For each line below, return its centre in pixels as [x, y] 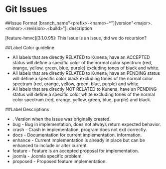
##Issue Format [21, 23]
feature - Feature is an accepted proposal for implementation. [76, 151]
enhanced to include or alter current [49, 145]
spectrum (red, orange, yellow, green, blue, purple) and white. [76, 84]
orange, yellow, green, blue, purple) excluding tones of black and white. [86, 68]
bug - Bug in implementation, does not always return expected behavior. [86, 124]
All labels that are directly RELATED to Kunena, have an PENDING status [86, 73]
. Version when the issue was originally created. [62, 119]
